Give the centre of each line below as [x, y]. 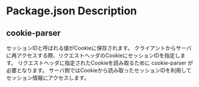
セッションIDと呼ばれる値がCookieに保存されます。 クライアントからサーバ [99, 48]
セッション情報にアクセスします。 [48, 78]
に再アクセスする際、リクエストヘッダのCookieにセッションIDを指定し [93, 55]
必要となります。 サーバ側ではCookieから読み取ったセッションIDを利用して [99, 70]
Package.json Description [72, 11]
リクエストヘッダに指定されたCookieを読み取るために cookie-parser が [105, 63]
